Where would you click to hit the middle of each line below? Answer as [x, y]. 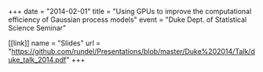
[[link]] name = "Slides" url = [55, 43]
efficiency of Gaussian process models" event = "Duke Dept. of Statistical [128, 20]
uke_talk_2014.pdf [37, 59]
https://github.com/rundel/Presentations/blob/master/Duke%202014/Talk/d [133, 51]
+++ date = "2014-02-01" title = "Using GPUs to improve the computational [130, 11]
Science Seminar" [37, 28]
